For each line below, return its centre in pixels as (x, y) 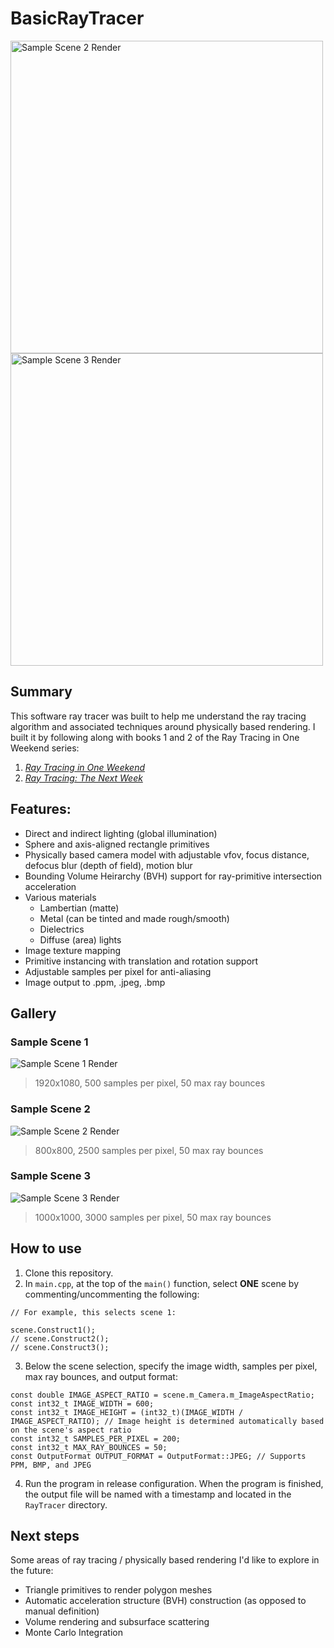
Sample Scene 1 (49, 1042)
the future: (32, 1571)
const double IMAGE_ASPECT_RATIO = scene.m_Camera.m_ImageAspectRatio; (162, 1395)
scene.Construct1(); (53, 1330)
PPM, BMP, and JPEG (51, 1465)
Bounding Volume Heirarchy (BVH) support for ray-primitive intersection (173, 876)
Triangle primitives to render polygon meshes (118, 1590)
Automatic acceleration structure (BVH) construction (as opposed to (165, 1601)
